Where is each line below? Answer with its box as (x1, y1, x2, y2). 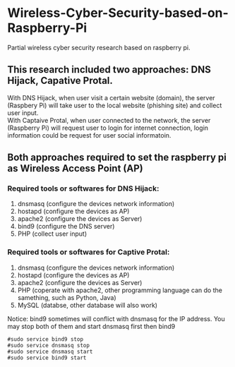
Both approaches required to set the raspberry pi (7, 152, 227, 164)
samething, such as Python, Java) (17, 293, 116, 301)
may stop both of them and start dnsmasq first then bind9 (7, 322, 176, 330)
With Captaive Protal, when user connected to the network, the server (7, 116, 211, 124)
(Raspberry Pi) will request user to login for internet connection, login (7, 124, 209, 132)
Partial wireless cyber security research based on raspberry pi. (7, 43, 191, 52)
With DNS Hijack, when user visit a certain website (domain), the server (7, 93, 215, 102)
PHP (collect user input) (17, 229, 88, 238)
